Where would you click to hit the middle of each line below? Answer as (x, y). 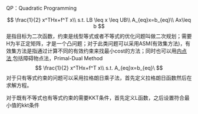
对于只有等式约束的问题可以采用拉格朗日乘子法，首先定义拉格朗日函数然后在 (99, 78)
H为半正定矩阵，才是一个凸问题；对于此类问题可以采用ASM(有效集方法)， (96, 43)
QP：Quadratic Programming (41, 8)
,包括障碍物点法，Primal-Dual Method (57, 58)
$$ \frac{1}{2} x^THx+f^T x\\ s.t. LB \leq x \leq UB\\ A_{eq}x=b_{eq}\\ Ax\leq (99, 20)
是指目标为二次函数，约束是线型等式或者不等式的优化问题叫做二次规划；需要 (99, 36)
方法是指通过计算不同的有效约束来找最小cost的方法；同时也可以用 (96, 51)
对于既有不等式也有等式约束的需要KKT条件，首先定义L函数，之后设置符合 (95, 98)
